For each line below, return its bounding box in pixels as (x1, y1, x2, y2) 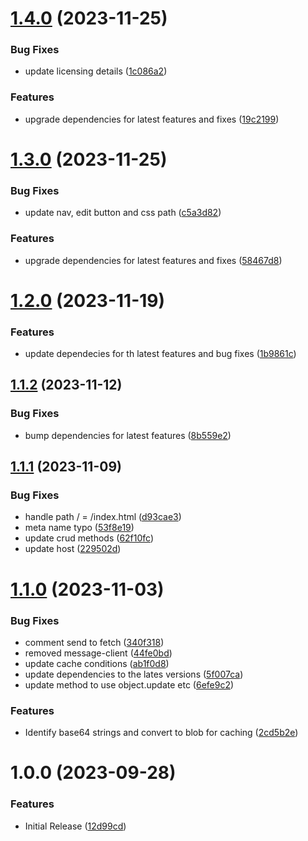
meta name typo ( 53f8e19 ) (24, 522, 135, 534)
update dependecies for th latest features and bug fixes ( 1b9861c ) (24, 348, 297, 360)
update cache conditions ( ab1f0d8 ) (24, 657, 170, 669)
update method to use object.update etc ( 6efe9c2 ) (24, 678, 235, 691)
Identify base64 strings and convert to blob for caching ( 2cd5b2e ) (24, 727, 299, 739)
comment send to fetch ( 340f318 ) (24, 636, 165, 648)
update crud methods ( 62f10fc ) (24, 532, 155, 544)
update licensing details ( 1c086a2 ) (24, 65, 168, 77)
